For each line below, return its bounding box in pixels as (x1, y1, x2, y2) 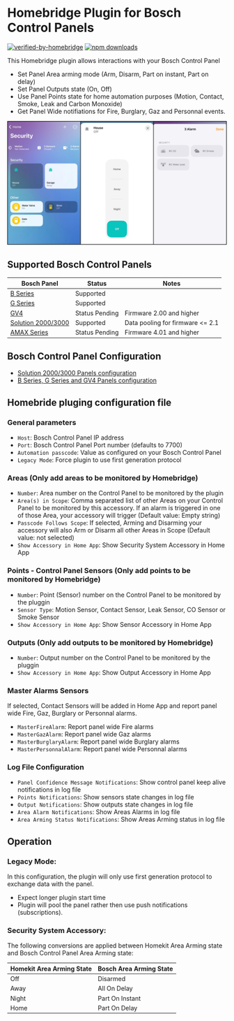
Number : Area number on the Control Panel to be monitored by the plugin (17, 489, 224, 498)
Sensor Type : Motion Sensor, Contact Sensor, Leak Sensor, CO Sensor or (17, 605, 226, 614)
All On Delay (97, 984, 134, 993)
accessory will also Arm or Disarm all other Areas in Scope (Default (17, 526, 210, 535)
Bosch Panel (21, 279, 58, 287)
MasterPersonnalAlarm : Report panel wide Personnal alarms (17, 745, 187, 753)
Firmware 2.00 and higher (124, 309, 200, 317)
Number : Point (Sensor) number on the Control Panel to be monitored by (17, 591, 221, 599)
